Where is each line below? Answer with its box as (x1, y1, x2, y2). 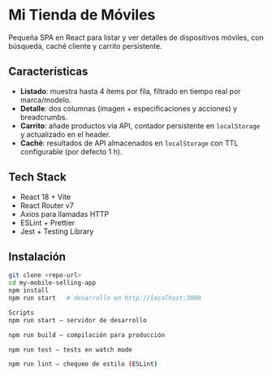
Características (8, 65, 89, 79)
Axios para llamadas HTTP (19, 209, 110, 218)
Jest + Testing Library (19, 226, 94, 236)
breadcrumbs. (19, 112, 67, 122)
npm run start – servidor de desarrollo (8, 316, 148, 324)
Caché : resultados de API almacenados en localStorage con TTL (19, 138, 239, 148)
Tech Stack (8, 171, 67, 184)
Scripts (8, 309, 35, 317)
